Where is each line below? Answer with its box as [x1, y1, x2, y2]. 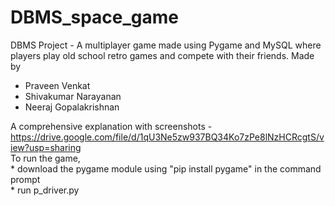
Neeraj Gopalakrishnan [24, 101, 120, 113]
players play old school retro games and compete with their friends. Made [10, 49, 315, 61]
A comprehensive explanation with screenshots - [10, 120, 213, 132]
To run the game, [10, 152, 81, 164]
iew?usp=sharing [10, 141, 82, 153]
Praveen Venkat [24, 79, 91, 91]
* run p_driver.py [10, 184, 80, 196]
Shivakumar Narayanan [24, 90, 122, 102]
